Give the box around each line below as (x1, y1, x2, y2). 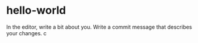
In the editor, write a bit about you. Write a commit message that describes (6, 23, 193, 30)
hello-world (6, 4, 67, 17)
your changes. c (6, 29, 47, 36)
